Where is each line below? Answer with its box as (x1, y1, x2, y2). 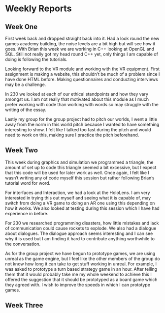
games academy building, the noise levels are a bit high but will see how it (5, 41, 156, 47)
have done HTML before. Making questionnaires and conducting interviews (5, 77, 159, 82)
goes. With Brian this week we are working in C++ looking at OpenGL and (5, 46, 154, 52)
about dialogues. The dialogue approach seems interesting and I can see (5, 230, 153, 236)
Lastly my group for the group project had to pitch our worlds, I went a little (5, 116, 158, 122)
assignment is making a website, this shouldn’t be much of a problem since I (5, 71, 160, 77)
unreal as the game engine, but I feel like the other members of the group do (5, 256, 160, 261)
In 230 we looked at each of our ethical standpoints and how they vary (5, 91, 149, 97)
